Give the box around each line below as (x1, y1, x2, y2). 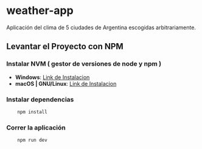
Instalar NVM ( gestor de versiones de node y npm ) (6, 60, 162, 68)
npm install (17, 109, 47, 115)
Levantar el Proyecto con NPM (6, 41, 124, 52)
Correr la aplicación (6, 123, 66, 131)
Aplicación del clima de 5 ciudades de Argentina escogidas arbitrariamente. (6, 24, 197, 31)
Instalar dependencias (6, 95, 74, 103)
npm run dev (17, 137, 47, 144)
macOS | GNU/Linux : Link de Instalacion (15, 80, 117, 87)
